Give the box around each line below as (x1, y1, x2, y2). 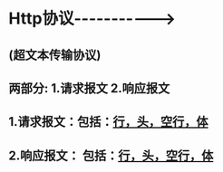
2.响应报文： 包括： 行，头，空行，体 (8, 148, 214, 163)
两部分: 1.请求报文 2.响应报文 (8, 81, 170, 96)
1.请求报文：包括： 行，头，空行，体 (8, 114, 209, 129)
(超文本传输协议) (8, 47, 102, 62)
